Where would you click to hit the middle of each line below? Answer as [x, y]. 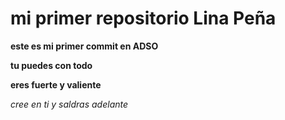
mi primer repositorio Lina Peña [143, 18]
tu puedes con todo [51, 65]
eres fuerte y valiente [56, 84]
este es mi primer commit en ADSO [84, 46]
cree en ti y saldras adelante [69, 104]
